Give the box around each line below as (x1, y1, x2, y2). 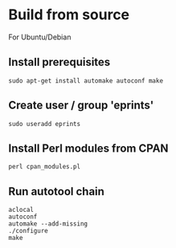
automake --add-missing (8, 220, 88, 228)
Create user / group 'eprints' (8, 99, 154, 112)
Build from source (8, 6, 130, 24)
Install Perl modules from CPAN (8, 141, 169, 155)
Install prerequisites (8, 55, 111, 69)
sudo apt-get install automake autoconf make (8, 76, 163, 85)
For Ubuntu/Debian (8, 32, 72, 42)
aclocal (8, 206, 35, 214)
